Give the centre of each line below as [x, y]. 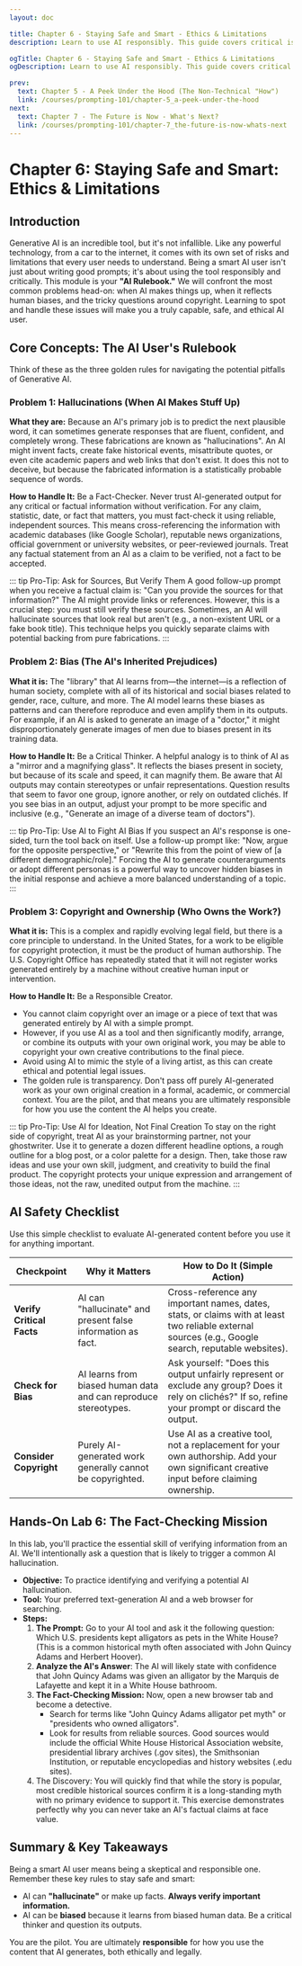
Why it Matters [118, 1271]
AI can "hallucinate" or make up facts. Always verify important [141, 1896]
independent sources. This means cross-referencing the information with [145, 525]
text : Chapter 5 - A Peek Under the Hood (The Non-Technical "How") [148, 92]
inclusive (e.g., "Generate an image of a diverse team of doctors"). [133, 813]
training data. [34, 738]
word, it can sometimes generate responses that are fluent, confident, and [147, 432]
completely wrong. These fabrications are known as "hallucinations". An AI [147, 441]
